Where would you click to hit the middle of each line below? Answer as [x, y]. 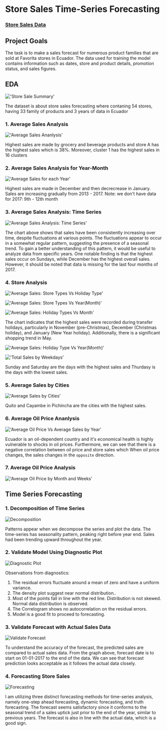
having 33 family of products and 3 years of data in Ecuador [67, 111]
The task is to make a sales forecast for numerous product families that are [82, 53]
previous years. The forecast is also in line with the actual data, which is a [81, 718]
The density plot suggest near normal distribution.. [64, 593]
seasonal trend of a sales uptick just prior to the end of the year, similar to [81, 713]
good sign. [16, 723]
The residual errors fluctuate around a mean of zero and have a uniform [86, 582]
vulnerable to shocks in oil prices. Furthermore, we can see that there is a [80, 444]
